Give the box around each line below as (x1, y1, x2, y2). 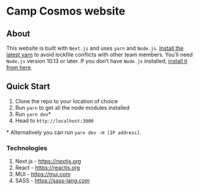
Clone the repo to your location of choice (15, 97, 118, 104)
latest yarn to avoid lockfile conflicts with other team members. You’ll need (6, 51, 193, 58)
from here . (6, 64, 33, 71)
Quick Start (6, 81, 50, 92)
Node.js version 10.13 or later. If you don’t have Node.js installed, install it (6, 58, 188, 64)
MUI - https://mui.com (15, 171, 71, 178)
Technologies (6, 144, 47, 152)
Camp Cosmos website (6, 4, 126, 18)
